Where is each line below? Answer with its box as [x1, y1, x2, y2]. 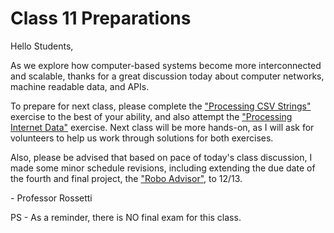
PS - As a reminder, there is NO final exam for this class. [10, 211, 242, 223]
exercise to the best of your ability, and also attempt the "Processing [10, 110, 293, 122]
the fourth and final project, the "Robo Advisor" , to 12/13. [10, 172, 243, 184]
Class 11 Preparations [10, 7, 192, 30]
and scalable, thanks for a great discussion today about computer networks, [10, 70, 325, 82]
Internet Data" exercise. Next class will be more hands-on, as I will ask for [10, 121, 315, 133]
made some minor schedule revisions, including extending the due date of [10, 162, 316, 174]
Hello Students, [10, 40, 74, 52]
